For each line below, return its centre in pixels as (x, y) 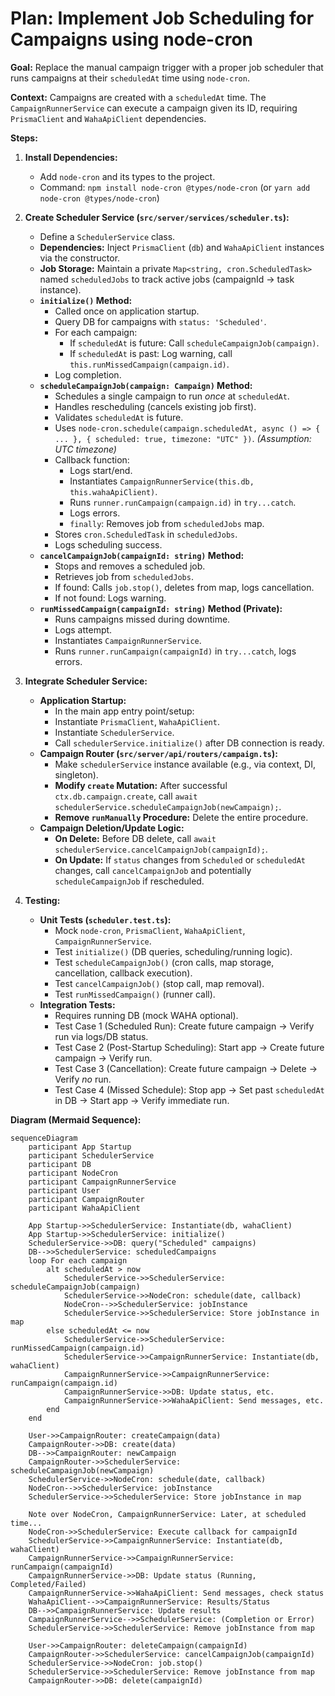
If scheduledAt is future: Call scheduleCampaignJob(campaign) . (194, 343)
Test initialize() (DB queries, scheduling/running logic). (173, 951)
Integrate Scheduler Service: (86, 681)
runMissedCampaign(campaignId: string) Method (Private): (161, 608)
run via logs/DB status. (101, 1036)
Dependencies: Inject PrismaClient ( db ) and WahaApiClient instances (182, 247)
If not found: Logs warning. (110, 598)
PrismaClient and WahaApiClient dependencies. (108, 118)
